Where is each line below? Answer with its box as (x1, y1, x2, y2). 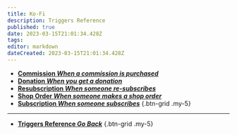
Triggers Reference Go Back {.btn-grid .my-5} (17, 119, 154, 128)
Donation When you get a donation (17, 76, 123, 85)
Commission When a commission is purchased (17, 69, 159, 78)
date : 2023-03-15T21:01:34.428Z (7, 30, 102, 37)
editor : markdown (7, 43, 59, 50)
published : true (7, 23, 55, 30)
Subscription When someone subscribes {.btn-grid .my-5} (17, 99, 192, 107)
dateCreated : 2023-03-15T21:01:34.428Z (7, 50, 125, 57)
